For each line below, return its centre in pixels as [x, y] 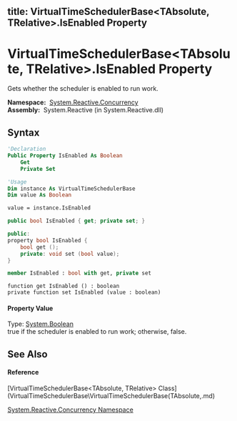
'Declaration [27, 149]
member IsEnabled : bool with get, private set [80, 273]
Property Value [30, 308]
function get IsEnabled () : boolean [64, 286]
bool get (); [40, 247]
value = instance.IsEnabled [49, 208]
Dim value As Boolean [40, 195]
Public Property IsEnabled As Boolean [65, 156]
